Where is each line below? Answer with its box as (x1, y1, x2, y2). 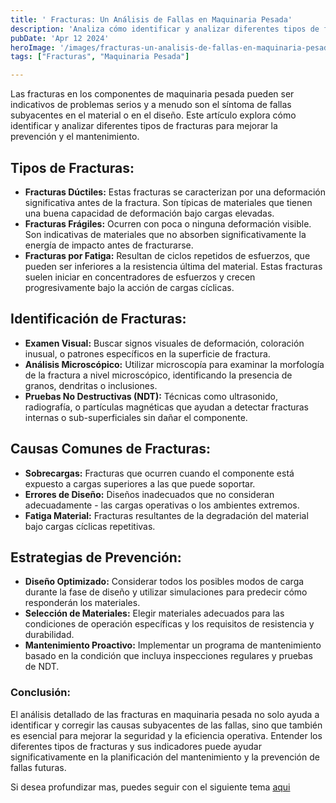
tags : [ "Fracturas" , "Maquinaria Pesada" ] (10, 52, 190, 62)
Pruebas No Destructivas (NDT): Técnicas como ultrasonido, (24, 390, 278, 402)
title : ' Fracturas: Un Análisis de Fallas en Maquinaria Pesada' (10, 14, 293, 25)
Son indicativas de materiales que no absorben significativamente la (24, 228, 307, 240)
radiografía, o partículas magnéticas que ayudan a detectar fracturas (24, 401, 310, 413)
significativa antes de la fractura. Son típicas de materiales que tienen (24, 196, 313, 208)
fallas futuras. (10, 761, 67, 773)
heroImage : (10, 42, 56, 53)
